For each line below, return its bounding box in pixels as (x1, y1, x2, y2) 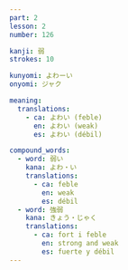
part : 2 (9, 13, 39, 23)
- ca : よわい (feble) (25, 112, 103, 122)
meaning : (9, 96, 42, 105)
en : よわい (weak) (32, 121, 99, 130)
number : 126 (9, 30, 54, 39)
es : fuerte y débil (41, 246, 115, 256)
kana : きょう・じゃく (25, 214, 97, 223)
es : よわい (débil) (32, 130, 103, 139)
